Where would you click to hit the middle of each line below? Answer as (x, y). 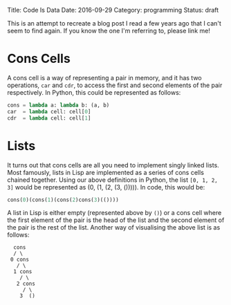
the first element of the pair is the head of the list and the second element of (116, 220)
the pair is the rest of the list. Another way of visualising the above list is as (114, 228)
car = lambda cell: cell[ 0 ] (49, 111)
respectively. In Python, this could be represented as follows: (94, 92)
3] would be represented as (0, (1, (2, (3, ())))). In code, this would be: (106, 187)
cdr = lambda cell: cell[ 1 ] (49, 118)
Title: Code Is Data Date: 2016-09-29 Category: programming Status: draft (113, 10)
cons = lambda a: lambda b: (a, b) (58, 105)
